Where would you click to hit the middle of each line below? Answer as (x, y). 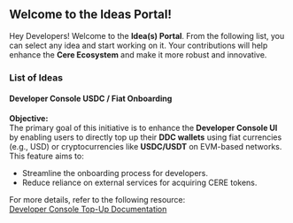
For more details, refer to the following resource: (97, 199)
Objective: (29, 118)
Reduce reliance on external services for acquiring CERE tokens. (139, 182)
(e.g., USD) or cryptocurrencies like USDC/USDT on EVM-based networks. (146, 146)
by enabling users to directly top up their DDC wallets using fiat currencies (146, 137)
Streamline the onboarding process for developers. (115, 173)
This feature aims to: (46, 156)
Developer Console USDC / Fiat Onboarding (91, 99)
